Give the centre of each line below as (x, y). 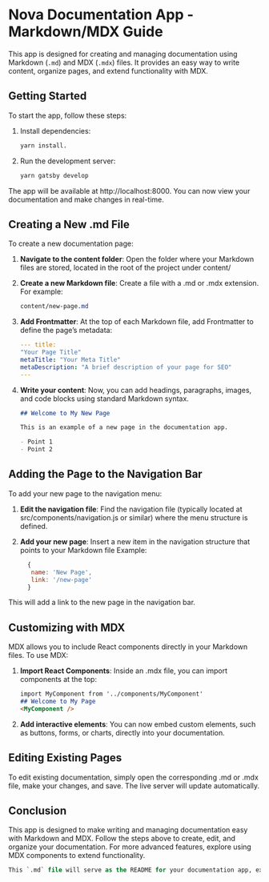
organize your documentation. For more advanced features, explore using (130, 847)
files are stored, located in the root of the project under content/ (125, 268)
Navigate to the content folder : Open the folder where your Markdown (137, 259)
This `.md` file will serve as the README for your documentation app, (130, 870)
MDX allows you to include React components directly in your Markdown (128, 647)
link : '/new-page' (62, 579)
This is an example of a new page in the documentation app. (124, 427)
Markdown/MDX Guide (86, 32)
